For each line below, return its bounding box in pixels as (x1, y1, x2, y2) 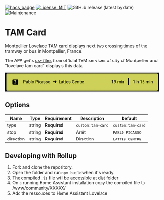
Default (122, 115, 137, 121)
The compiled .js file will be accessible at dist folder (12, 175, 119, 180)
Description (80, 115, 105, 121)
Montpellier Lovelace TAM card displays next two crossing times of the (5, 43, 148, 49)
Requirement (44, 115, 72, 121)
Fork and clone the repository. (12, 164, 73, 170)
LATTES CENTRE (113, 137, 142, 141)
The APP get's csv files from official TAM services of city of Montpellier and (5, 58, 158, 63)
